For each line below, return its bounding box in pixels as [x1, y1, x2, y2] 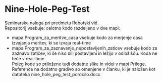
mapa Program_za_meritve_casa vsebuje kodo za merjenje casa [11, 35, 143, 41]
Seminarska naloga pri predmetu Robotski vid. [4, 20, 99, 26]
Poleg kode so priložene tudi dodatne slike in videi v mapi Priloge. [11, 61, 147, 67]
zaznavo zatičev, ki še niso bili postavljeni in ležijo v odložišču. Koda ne [11, 50, 158, 56]
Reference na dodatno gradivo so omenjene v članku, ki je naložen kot [11, 66, 156, 72]
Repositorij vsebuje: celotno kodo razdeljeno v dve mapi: [4, 25, 120, 31]
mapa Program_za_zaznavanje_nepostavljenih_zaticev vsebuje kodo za [11, 45, 158, 51]
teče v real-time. [11, 55, 46, 61]
